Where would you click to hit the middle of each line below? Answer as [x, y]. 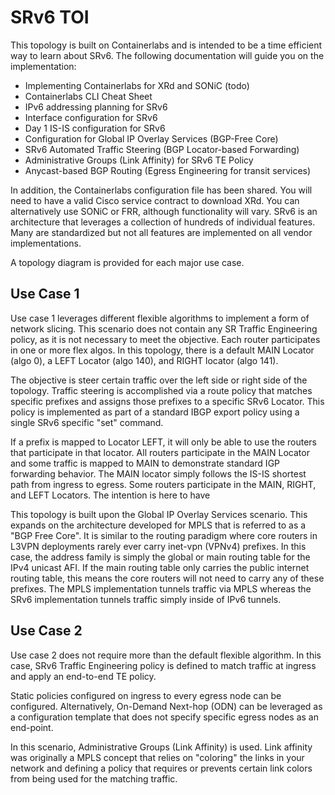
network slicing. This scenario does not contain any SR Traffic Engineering [164, 328]
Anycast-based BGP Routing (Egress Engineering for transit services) [168, 170]
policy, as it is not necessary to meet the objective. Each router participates [165, 339]
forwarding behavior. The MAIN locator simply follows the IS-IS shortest [158, 473]
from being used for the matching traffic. [94, 778]
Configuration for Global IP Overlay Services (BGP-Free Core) [151, 138]
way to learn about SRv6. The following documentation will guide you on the [167, 55]
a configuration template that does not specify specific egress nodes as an [164, 717]
